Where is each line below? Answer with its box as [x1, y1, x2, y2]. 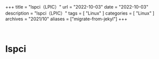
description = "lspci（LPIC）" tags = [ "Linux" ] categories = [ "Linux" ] [5, 10, 154, 16]
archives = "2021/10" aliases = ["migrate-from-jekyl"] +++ [5, 16, 127, 22]
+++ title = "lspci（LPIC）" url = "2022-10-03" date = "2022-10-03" [5, 4, 149, 10]
